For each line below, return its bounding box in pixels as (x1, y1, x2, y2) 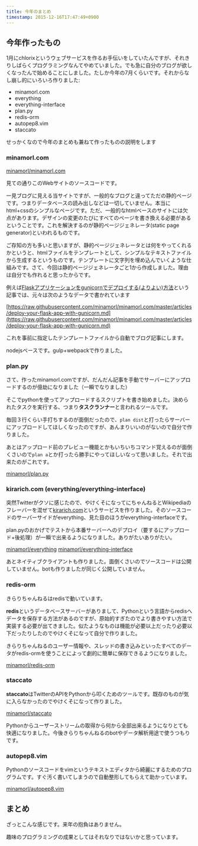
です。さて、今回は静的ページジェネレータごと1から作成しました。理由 (16, 264, 189, 271)
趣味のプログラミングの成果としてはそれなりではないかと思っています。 (6, 833, 181, 840)
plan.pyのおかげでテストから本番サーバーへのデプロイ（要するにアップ (6, 527, 180, 534)
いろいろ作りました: (31, 76, 81, 84)
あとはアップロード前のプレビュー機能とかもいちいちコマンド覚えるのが (6, 443, 182, 450)
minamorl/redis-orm (6, 661, 55, 668)
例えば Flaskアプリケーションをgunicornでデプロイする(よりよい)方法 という (6, 284, 189, 291)
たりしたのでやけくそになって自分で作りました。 (21, 629, 141, 637)
